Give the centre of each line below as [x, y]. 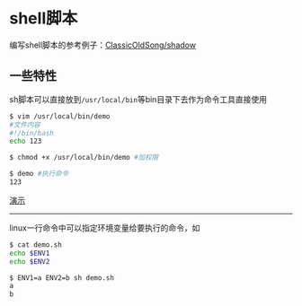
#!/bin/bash [31, 133]
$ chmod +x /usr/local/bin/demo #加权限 [84, 158]
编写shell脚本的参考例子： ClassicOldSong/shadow [102, 45]
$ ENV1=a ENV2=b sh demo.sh [62, 278]
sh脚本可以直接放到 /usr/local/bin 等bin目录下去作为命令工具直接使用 [138, 99]
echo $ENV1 [30, 253]
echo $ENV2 [30, 261]
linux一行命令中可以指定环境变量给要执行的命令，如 [105, 227]
